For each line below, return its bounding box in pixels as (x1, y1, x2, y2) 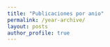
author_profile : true (7, 29, 70, 37)
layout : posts (7, 23, 49, 30)
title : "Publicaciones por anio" (7, 10, 104, 17)
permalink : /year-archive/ (7, 17, 86, 23)
